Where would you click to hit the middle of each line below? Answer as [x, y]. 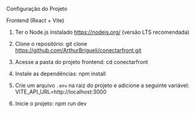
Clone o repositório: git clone [51, 44]
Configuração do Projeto [37, 9]
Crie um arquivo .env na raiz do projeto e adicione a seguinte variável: [102, 85]
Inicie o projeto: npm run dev [51, 103]
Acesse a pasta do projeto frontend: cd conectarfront [82, 62]
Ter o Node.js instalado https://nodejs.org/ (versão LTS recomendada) [102, 32]
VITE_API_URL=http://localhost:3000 [61, 92]
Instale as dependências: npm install [60, 74]
